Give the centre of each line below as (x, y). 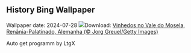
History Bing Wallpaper (51, 10)
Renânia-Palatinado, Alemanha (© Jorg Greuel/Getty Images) (82, 31)
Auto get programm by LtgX (41, 43)
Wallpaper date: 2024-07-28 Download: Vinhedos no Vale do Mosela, (96, 25)
